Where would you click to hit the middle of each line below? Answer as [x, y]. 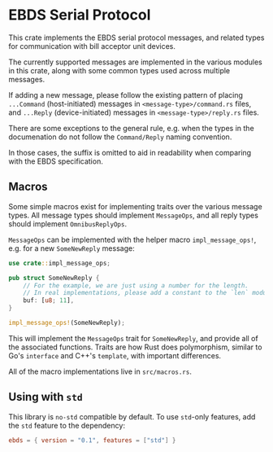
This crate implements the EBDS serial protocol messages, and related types [136, 37]
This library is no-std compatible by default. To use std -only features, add [132, 416]
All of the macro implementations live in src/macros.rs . [100, 371]
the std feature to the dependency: [67, 425]
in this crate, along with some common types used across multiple [119, 70]
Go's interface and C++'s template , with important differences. [115, 355]
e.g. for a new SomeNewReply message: [72, 248]
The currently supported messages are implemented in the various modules [135, 62]
